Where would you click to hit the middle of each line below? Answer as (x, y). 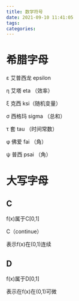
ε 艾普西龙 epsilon (28, 78)
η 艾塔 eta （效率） (30, 91)
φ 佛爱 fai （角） (27, 142)
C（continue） (24, 231)
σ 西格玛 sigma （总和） (36, 116)
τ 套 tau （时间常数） (32, 129)
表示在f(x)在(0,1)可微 (31, 291)
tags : (13, 23)
